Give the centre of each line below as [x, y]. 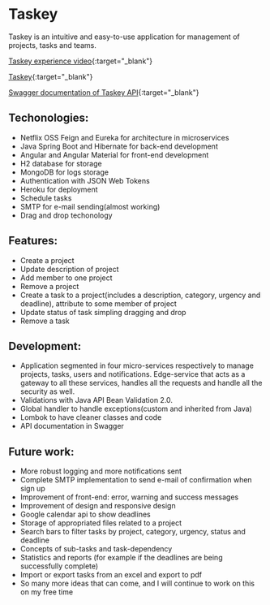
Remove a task [45, 321]
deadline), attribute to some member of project [98, 303]
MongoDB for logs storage [64, 172]
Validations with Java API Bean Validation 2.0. [96, 400]
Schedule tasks [46, 198]
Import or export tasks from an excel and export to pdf [111, 575]
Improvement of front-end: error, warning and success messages [129, 497]
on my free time [47, 592]
